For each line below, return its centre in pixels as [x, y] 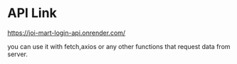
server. [18, 54]
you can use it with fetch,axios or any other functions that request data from [119, 46]
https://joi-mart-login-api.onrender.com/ [67, 33]
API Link [32, 13]
